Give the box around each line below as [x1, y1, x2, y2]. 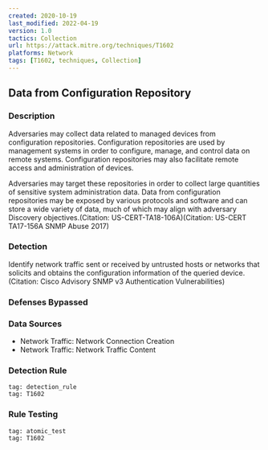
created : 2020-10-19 [8, 11, 78, 20]
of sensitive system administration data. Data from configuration [8, 186, 221, 197]
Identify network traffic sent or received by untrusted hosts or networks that [8, 259, 260, 269]
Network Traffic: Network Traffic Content [19, 345, 156, 354]
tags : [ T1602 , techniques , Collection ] [8, 57, 142, 65]
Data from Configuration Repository [8, 86, 192, 100]
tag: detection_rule [8, 383, 78, 391]
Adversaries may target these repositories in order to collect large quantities [8, 178, 261, 188]
